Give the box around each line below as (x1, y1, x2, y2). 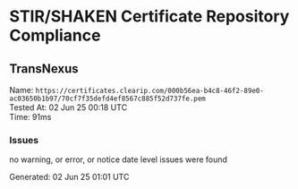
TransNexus (9, 61, 79, 76)
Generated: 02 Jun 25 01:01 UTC (9, 172, 130, 183)
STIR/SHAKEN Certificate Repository (9, 6, 290, 27)
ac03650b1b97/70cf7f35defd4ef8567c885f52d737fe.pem (9, 94, 206, 103)
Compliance (9, 25, 101, 46)
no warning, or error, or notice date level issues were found (9, 154, 228, 165)
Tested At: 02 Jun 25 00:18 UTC (9, 102, 128, 113)
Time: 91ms (9, 112, 52, 122)
